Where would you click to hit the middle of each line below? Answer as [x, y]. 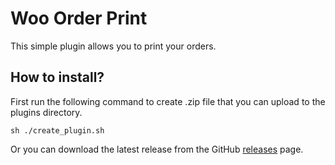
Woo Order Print [79, 18]
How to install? [57, 77]
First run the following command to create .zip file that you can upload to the [168, 101]
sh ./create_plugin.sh [57, 130]
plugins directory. [46, 112]
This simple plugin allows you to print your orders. [113, 46]
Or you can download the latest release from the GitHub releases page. [157, 149]
